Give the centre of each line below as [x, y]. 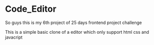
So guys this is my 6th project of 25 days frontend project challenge [74, 22]
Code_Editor [31, 9]
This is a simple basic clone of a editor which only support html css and [77, 32]
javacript [14, 37]
